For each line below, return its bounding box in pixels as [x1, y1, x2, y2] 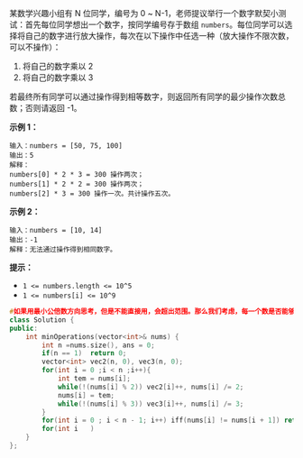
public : [9, 324, 39, 333]
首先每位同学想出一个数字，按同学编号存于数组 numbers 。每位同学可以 [24, 19, 286, 30]
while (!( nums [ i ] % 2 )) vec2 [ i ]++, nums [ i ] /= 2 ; [57, 382, 244, 391]
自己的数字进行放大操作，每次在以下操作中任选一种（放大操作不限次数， [24, 31, 294, 41]
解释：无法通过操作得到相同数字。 [9, 245, 117, 254]
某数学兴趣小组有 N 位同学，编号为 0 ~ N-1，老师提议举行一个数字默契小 [9, 8, 280, 18]
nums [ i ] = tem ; [57, 390, 115, 399]
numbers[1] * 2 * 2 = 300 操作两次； [9, 179, 144, 188]
